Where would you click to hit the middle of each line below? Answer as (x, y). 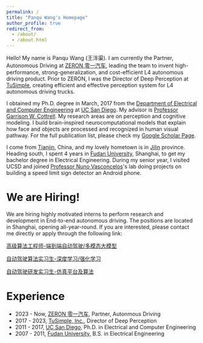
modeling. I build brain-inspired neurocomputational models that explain (96, 122)
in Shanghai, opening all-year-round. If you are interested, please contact (98, 227)
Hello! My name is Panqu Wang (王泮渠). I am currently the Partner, (90, 58)
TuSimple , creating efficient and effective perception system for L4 (90, 85)
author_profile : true (34, 23)
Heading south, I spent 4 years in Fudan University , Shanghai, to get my (96, 154)
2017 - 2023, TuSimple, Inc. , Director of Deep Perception (86, 321)
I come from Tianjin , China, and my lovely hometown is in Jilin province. (96, 147)
